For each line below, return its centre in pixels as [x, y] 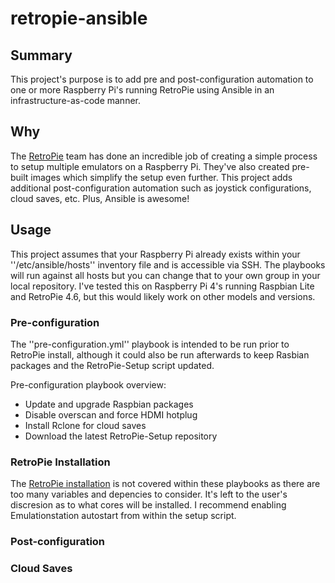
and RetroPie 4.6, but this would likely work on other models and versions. [163, 296]
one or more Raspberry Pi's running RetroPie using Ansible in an [142, 90]
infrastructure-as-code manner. [76, 100]
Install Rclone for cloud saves [85, 425]
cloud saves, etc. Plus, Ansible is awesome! [100, 198]
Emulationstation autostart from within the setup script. [123, 516]
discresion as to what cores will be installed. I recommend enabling [148, 505]
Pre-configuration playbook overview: [88, 384]
